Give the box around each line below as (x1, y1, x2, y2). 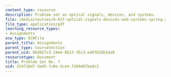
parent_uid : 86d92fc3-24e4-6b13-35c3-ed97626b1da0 (5, 50, 115, 55)
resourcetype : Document (5, 54, 56, 60)
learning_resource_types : (5, 26, 60, 31)
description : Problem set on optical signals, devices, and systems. (5, 12, 156, 17)
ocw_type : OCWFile (5, 36, 44, 41)
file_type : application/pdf (5, 21, 65, 27)
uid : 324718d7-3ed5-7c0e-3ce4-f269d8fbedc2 (5, 64, 99, 69)
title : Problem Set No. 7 (5, 59, 60, 64)
